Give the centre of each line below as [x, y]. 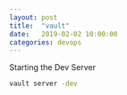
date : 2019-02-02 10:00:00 [63, 34]
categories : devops [46, 42]
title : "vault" [39, 26]
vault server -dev [43, 84]
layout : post [34, 17]
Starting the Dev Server [53, 67]
